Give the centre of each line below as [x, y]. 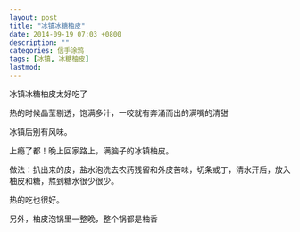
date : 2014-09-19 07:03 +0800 [66, 34]
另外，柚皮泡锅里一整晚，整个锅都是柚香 [83, 219]
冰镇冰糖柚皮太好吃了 [48, 94]
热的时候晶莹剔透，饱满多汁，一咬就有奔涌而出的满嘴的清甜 [119, 112]
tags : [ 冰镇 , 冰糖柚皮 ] [50, 59]
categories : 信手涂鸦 [47, 51]
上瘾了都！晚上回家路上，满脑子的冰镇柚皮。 [92, 150]
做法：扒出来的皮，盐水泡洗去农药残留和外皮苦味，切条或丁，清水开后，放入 [150, 170]
